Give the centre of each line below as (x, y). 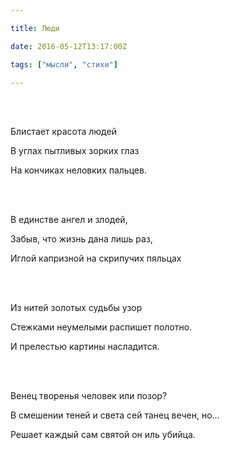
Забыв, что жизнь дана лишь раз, (81, 239)
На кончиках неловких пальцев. (78, 170)
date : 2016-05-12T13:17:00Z (69, 46)
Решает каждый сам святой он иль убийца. (103, 435)
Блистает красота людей (63, 132)
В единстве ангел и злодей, (69, 220)
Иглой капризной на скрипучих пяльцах (96, 258)
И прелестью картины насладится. (85, 347)
